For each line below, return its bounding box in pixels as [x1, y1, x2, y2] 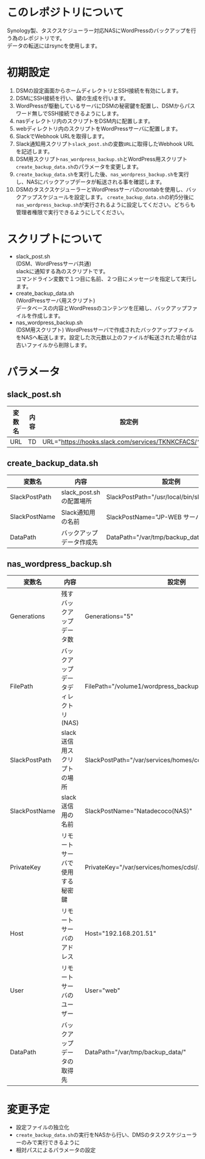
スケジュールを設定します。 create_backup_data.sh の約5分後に [36, 193, 195, 201]
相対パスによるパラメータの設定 [15, 1146, 96, 1154]
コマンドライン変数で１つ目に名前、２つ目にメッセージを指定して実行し [15, 275, 197, 282]
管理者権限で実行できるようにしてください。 [15, 208, 128, 216]
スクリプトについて [7, 232, 103, 246]
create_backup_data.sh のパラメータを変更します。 [15, 162, 142, 170]
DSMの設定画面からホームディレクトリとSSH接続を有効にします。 [15, 86, 182, 94]
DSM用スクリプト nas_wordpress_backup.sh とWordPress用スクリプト [15, 155, 188, 162]
